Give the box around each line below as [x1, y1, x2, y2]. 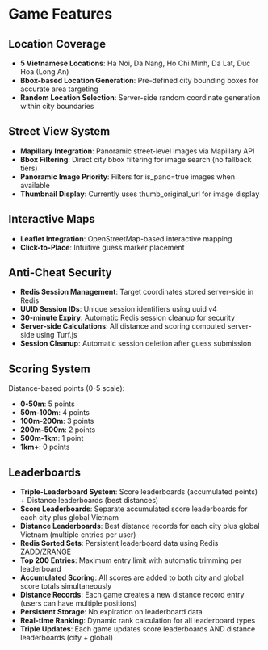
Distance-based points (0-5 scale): [8, 384, 125, 393]
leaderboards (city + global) [19, 633, 114, 643]
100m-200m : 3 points [19, 417, 94, 426]
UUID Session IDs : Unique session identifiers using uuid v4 [19, 304, 218, 314]
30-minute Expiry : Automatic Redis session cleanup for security [19, 312, 236, 323]
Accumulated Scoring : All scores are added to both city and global [19, 572, 245, 582]
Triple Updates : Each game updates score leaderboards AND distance [19, 624, 256, 634]
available [19, 180, 50, 190]
